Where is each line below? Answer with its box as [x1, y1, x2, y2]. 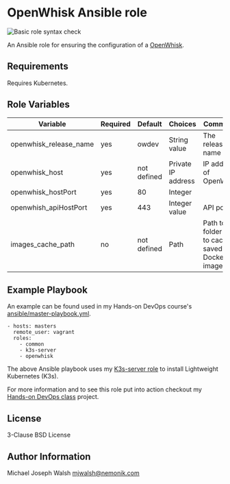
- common [19, 341, 44, 348]
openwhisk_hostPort [10, 187, 77, 197]
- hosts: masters [7, 323, 57, 330]
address [168, 176, 195, 186]
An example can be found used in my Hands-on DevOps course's [7, 302, 192, 311]
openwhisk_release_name [10, 139, 94, 149]
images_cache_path [10, 239, 75, 249]
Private [168, 159, 192, 169]
